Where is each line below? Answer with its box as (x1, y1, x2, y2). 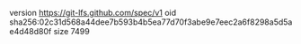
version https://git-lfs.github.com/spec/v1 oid (9, 8, 177, 18)
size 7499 (53, 26, 90, 36)
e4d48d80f (9, 26, 52, 36)
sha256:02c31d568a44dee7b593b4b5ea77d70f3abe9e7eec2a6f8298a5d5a (9, 17, 293, 27)
